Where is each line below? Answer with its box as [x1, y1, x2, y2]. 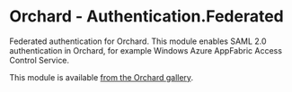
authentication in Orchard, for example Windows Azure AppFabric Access [9, 45, 283, 55]
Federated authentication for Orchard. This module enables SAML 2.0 [9, 36, 267, 46]
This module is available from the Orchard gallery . [9, 71, 194, 82]
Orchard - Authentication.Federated [9, 6, 285, 27]
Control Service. [9, 54, 70, 65]
